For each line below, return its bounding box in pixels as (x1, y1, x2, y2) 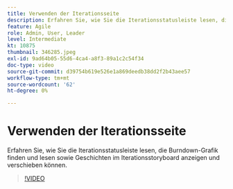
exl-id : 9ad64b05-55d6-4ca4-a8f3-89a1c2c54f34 (7, 55, 144, 62)
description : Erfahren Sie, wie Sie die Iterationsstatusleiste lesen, (7, 17, 218, 24)
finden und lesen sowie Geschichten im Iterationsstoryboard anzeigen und (7, 154, 221, 162)
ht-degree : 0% (7, 87, 49, 94)
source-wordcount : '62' (7, 81, 76, 88)
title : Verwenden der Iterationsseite (7, 10, 119, 17)
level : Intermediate (7, 36, 67, 43)
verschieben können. (7, 161, 67, 170)
